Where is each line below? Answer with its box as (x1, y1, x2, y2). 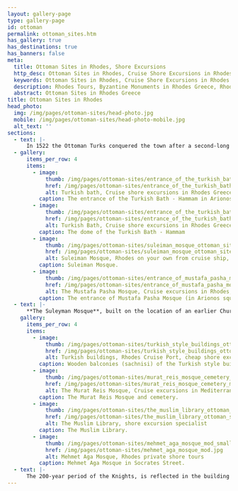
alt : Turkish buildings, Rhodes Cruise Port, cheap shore (45, 354, 220, 361)
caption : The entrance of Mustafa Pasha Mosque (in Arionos (38, 294, 220, 302)
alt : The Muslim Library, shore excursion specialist (45, 420, 208, 427)
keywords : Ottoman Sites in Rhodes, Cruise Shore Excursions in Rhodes (13, 76, 230, 84)
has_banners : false (7, 50, 65, 58)
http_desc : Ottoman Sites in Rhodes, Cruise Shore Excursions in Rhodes (13, 70, 233, 77)
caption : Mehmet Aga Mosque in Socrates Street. (38, 460, 186, 467)
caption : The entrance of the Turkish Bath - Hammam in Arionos (38, 195, 233, 203)
